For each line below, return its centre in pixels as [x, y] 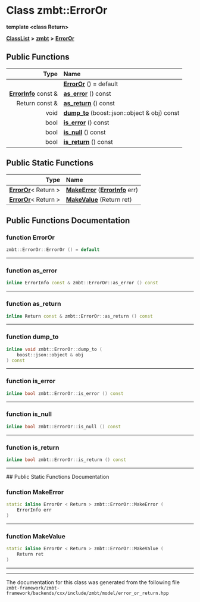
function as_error [32, 271]
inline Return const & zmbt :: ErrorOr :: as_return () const [79, 316]
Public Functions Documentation [68, 220]
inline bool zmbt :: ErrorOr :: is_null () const [63, 427]
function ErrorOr [30, 237]
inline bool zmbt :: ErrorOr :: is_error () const [65, 393]
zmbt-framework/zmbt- [33, 588]
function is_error [31, 381]
